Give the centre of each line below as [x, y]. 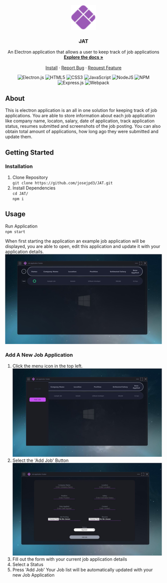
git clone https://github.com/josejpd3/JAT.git [62, 183]
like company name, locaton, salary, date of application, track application [80, 121]
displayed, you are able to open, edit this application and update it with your [83, 246]
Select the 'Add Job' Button [40, 460]
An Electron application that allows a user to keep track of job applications [83, 52]
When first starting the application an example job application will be [75, 241]
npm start [15, 232]
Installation [19, 167]
